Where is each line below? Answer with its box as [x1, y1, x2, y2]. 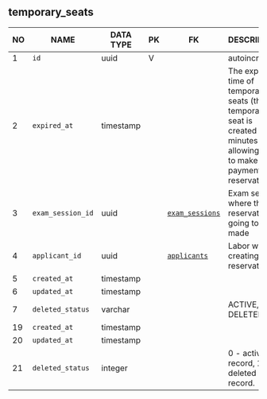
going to [227, 217, 260, 228]
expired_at [32, 121, 74, 130]
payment [227, 165, 261, 176]
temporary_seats [8, 6, 94, 19]
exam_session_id [32, 208, 94, 217]
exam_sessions [167, 208, 221, 217]
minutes [227, 134, 258, 145]
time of [227, 75, 254, 86]
